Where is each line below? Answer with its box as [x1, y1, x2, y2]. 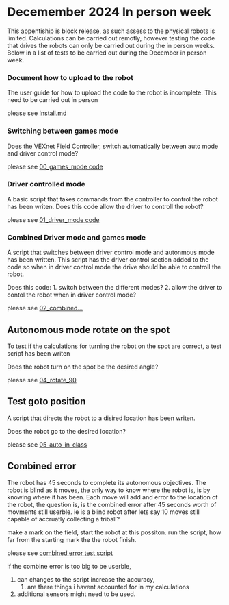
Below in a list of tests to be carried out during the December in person [7, 49, 207, 57]
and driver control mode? [7, 149, 79, 158]
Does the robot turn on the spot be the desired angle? [7, 362, 159, 371]
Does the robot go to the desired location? [7, 427, 126, 435]
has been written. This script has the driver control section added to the [7, 256, 209, 264]
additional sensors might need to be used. [16, 590, 136, 598]
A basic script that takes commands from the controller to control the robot [7, 195, 219, 203]
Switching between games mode [7, 126, 118, 136]
